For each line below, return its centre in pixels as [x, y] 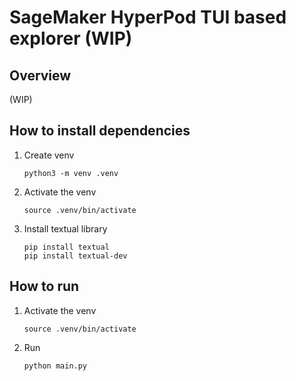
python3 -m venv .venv [71, 173]
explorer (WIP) [71, 38]
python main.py [55, 366]
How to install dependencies [100, 131]
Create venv [49, 155]
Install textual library [65, 228]
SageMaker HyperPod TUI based [148, 17]
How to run [44, 286]
